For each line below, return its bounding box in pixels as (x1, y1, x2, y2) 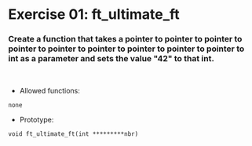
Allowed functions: (19, 86, 81, 96)
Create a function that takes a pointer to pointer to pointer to (8, 34, 243, 45)
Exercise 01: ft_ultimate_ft (8, 5, 181, 24)
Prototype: (19, 115, 54, 125)
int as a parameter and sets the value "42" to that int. (8, 53, 214, 64)
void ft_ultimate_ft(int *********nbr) (8, 130, 139, 138)
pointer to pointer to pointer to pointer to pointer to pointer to (8, 43, 245, 54)
